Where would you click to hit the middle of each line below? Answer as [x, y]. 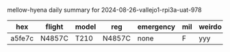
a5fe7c [22, 38]
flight [54, 27]
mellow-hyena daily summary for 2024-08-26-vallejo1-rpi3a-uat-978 [104, 10]
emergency [156, 27]
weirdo [210, 27]
